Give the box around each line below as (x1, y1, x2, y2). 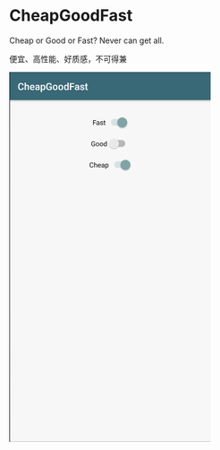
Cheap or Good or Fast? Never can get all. (9, 35, 165, 46)
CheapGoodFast (9, 5, 133, 26)
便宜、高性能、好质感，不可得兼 (9, 53, 127, 64)
